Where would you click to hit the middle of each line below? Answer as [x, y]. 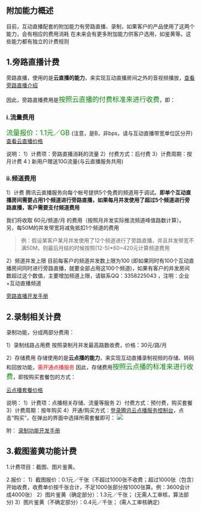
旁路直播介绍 [22, 85]
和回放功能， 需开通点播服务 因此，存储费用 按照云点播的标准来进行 [96, 367]
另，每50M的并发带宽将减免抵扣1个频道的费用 [63, 228]
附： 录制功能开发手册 [33, 431]
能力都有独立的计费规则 [40, 41]
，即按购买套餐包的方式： [44, 377]
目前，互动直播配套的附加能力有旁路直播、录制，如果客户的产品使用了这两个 [100, 26]
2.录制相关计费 [34, 317]
